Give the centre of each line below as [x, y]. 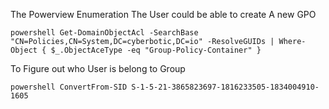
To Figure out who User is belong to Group [98, 68]
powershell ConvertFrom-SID [69, 87]
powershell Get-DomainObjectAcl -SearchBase [104, 33]
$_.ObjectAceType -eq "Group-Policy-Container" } [156, 50]
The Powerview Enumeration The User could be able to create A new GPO [163, 14]
